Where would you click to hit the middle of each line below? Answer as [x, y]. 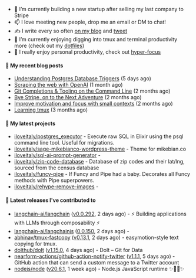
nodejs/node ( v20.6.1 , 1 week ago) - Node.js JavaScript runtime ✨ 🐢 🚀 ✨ [99, 269]
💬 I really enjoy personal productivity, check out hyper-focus [87, 52]
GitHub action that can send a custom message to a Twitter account [97, 262]
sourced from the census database [57, 168]
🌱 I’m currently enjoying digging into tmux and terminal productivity [96, 39]
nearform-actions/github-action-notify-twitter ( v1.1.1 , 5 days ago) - [94, 256]
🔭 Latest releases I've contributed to [51, 200]
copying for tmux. [35, 243]
